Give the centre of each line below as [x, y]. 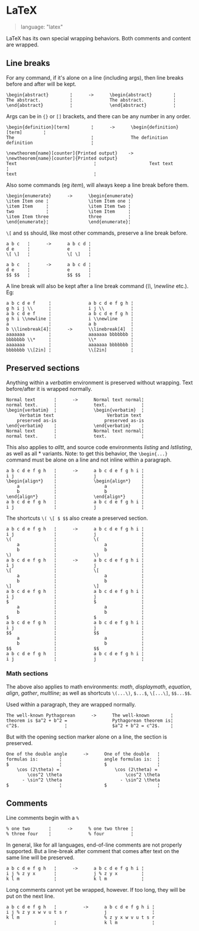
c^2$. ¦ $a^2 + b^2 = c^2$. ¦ [90, 725]
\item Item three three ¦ [69, 217]
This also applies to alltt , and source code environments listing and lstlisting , [99, 447]
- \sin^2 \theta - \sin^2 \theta [91, 780]
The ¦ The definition [87, 137]
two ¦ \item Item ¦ [69, 212]
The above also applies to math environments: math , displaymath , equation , [99, 686]
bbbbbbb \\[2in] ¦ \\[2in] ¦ [70, 350]
